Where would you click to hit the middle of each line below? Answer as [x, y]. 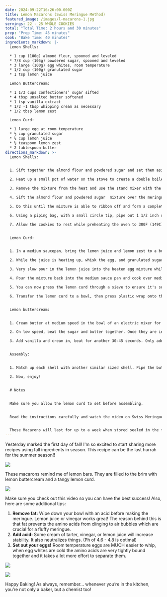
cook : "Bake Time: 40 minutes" [38, 38]
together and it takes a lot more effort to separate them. [69, 556]
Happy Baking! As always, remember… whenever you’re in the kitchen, [78, 584]
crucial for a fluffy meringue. [42, 529]
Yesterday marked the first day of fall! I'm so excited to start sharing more [81, 444]
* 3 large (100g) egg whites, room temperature [60, 65]
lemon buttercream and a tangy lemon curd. [50, 479]
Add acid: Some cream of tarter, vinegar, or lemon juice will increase [83, 535]
